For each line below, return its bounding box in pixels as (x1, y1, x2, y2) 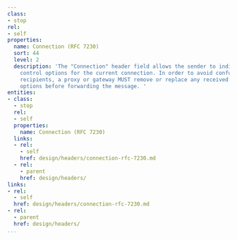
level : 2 (13, 56, 39, 64)
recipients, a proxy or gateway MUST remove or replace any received (20, 76, 229, 83)
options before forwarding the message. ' (20, 83, 147, 90)
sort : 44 (13, 50, 39, 57)
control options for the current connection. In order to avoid (20, 69, 213, 76)
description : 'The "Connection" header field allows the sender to (13, 63, 217, 70)
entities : (7, 89, 37, 96)
